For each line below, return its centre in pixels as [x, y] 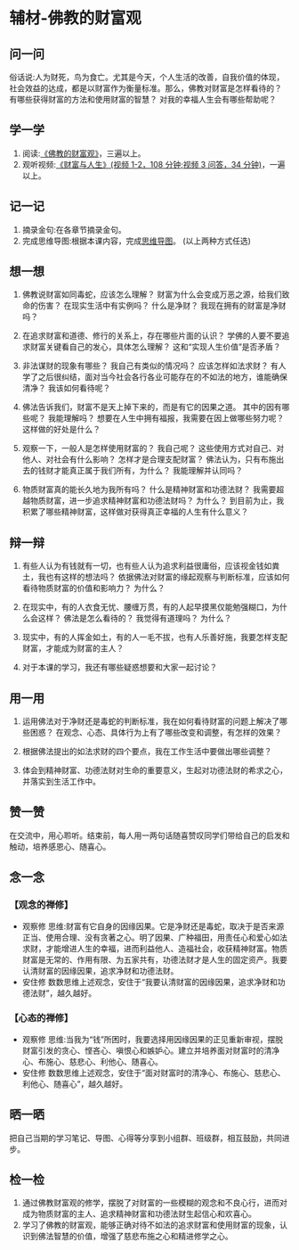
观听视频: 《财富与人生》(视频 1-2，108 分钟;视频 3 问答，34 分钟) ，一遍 [154, 164]
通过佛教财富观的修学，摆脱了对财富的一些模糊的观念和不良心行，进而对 [154, 1203]
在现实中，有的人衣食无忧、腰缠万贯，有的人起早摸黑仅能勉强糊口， [147, 607]
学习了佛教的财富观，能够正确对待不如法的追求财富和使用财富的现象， [151, 1225]
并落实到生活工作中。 [61, 782]
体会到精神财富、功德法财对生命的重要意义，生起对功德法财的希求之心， [154, 770]
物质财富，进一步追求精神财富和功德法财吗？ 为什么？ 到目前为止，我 [157, 501]
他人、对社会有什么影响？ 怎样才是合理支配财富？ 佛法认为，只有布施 [149, 459]
